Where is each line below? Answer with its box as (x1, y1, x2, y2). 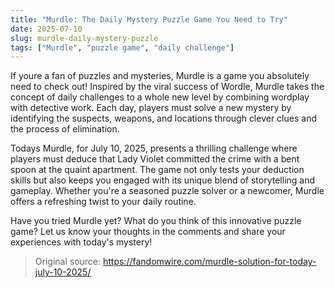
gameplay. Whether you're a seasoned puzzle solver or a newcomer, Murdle (10, 185, 325, 197)
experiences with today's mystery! (10, 236, 153, 248)
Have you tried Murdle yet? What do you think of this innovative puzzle (10, 215, 302, 227)
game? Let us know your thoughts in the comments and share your (10, 226, 286, 238)
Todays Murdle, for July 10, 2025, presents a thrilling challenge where (10, 142, 298, 155)
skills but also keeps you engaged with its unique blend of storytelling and (10, 174, 316, 186)
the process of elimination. (10, 123, 120, 135)
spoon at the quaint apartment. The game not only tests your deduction (10, 164, 305, 176)
